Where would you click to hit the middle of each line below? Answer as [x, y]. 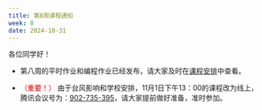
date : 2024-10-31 [37, 30]
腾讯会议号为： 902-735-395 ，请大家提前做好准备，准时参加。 [123, 98]
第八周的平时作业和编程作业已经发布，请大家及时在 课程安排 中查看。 [133, 71]
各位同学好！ [29, 54]
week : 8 [21, 23]
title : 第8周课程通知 [41, 16]
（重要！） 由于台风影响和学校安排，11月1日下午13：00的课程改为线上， [139, 88]
